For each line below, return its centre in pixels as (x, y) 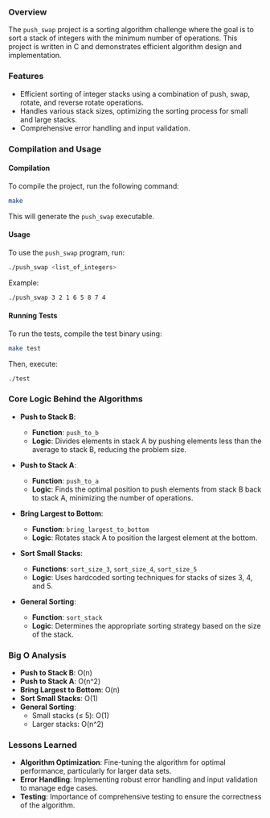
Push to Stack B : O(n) (56, 673)
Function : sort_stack (67, 617)
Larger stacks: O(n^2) (68, 725)
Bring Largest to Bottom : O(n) (70, 690)
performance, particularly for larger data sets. (96, 771)
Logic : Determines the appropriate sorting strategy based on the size (146, 625)
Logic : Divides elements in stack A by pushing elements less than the (147, 441)
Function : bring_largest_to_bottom (90, 529)
